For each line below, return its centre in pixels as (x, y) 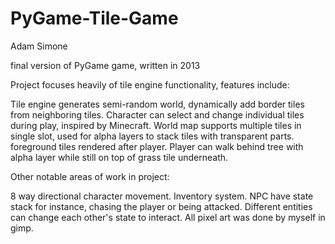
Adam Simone (39, 46)
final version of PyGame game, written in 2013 (105, 65)
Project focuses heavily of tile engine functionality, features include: (150, 84)
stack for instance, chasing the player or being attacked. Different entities (161, 206)
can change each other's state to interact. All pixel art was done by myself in (168, 217)
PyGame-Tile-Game (94, 18)
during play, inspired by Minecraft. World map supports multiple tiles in (156, 125)
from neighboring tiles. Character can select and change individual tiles (157, 114)
